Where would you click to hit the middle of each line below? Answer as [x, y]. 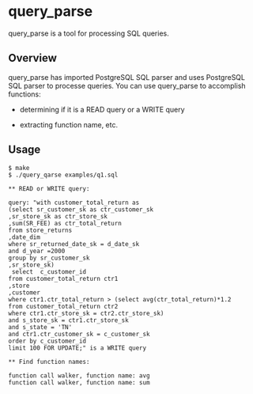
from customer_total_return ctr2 [63, 306]
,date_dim [25, 237]
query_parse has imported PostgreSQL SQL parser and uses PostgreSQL [126, 77]
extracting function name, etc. [69, 124]
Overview [33, 58]
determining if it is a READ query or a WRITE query [102, 109]
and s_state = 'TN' [40, 327]
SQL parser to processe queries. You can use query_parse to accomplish [127, 85]
